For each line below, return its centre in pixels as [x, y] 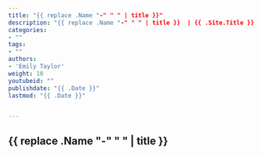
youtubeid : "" [31, 81]
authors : [22, 59]
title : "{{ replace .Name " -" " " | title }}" [86, 15]
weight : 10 [26, 74]
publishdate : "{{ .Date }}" [54, 88]
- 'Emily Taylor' [36, 67]
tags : [17, 45]
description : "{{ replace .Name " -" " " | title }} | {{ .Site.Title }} [131, 23]
